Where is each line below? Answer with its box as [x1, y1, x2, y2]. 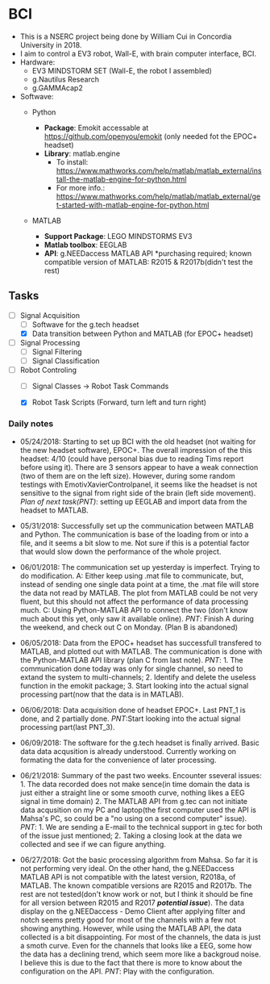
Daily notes [8, 418, 54, 429]
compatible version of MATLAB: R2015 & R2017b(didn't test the [44, 257, 254, 266]
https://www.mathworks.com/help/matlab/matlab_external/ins [56, 165, 262, 175]
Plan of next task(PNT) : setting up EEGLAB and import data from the [19, 496, 247, 506]
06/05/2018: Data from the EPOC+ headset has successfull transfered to [19, 638, 262, 647]
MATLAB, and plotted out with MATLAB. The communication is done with [19, 647, 263, 656]
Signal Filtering [31, 347, 82, 356]
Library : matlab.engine [44, 149, 121, 158]
